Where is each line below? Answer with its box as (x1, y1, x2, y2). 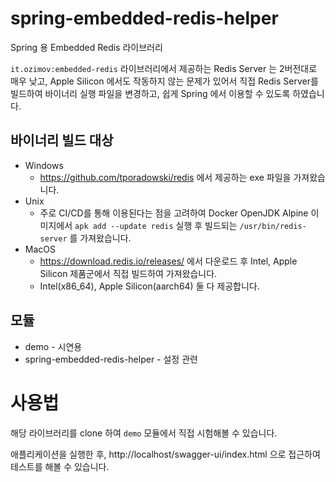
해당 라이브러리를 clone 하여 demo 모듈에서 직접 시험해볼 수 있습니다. (10, 427, 278, 439)
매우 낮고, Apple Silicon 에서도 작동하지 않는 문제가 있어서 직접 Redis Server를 (10, 75, 319, 87)
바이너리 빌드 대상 (10, 132, 114, 149)
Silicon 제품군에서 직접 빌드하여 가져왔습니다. (39, 267, 218, 279)
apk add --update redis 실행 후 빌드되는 (74, 219, 238, 231)
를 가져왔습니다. (69, 232, 132, 244)
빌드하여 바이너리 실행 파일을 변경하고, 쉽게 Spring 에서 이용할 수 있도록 (10, 87, 291, 99)
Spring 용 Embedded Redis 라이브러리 (10, 41, 163, 53)
